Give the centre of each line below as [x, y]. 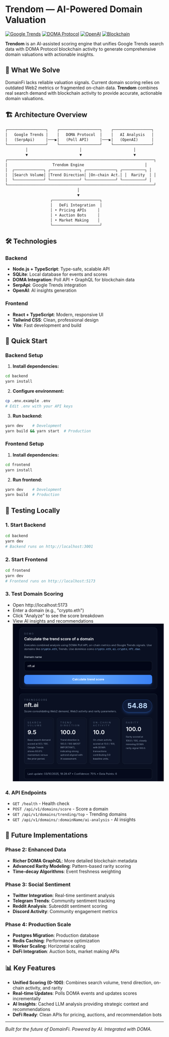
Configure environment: [38, 391]
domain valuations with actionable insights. [50, 54]
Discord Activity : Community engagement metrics [65, 911]
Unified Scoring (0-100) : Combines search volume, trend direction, [82, 983]
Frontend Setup [25, 444]
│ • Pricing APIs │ [75, 210]
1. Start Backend [26, 525]
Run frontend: [27, 480]
